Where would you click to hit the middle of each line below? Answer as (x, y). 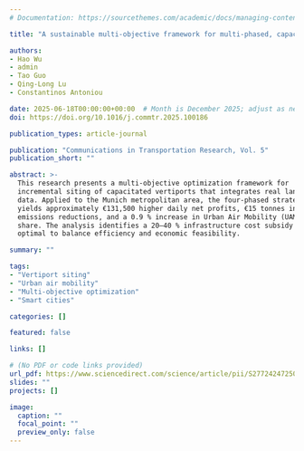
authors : (26, 51)
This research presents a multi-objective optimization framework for (153, 183)
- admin (24, 67)
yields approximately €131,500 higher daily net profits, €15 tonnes (151, 208)
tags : (19, 267)
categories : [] (38, 317)
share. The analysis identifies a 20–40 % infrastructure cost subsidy (156, 225)
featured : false (40, 333)
